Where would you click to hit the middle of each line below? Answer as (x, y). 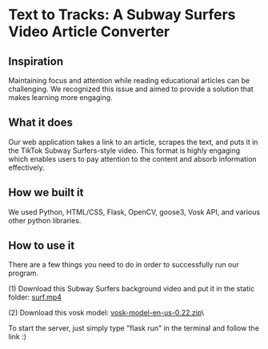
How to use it (42, 246)
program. (24, 273)
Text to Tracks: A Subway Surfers (122, 15)
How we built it (46, 193)
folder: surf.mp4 (35, 297)
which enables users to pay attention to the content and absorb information (133, 158)
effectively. (27, 167)
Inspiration (36, 61)
